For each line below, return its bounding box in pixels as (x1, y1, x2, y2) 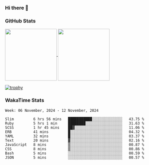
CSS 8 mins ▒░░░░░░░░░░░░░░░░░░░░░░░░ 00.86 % (5, 146, 145, 151)
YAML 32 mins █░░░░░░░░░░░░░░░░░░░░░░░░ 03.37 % (5, 134, 145, 139)
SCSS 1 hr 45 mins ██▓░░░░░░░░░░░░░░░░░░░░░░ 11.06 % (5, 125, 145, 130)
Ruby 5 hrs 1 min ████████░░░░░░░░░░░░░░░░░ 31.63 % (5, 121, 145, 126)
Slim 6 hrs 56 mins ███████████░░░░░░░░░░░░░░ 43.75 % (5, 117, 145, 122)
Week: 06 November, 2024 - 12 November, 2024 (5, 108, 99, 113)
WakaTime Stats (5, 97, 45, 104)
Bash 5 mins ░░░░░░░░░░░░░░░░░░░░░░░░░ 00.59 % (5, 151, 145, 156)
